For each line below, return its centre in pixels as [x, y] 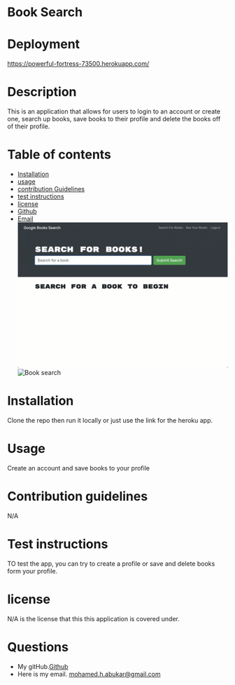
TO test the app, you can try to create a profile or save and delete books [111, 563]
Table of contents [59, 155]
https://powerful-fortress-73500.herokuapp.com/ [78, 64]
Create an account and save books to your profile [79, 468]
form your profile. [33, 571]
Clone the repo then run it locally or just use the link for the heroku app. [110, 420]
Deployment [44, 45]
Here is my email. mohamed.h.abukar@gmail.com [89, 674]
